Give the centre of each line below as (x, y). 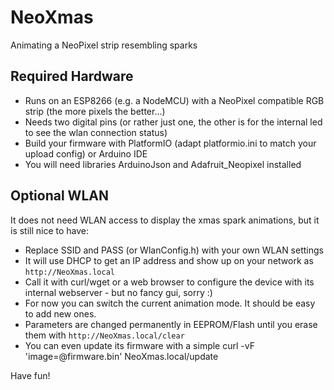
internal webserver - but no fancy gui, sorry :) (118, 292)
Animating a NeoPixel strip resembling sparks (104, 45)
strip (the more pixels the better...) (95, 111)
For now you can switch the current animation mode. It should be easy (170, 303)
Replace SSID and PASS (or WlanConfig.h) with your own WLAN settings (174, 250)
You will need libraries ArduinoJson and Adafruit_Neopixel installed (163, 164)
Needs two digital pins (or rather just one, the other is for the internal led (173, 122)
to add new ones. (60, 313)
